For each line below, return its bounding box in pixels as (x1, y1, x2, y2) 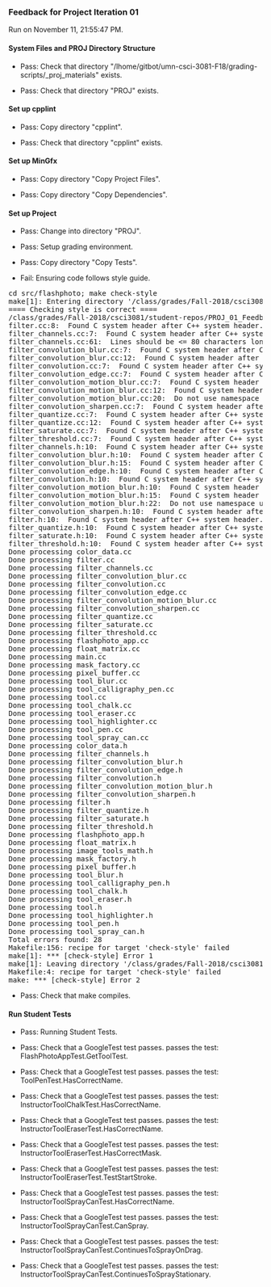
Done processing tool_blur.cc (8, 677, 128, 686)
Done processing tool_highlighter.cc (8, 717, 158, 726)
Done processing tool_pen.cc (8, 726, 123, 734)
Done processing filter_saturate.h (8, 814, 149, 823)
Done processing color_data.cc (8, 548, 132, 557)
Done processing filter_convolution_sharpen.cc (8, 604, 200, 613)
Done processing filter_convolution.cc (8, 580, 166, 589)
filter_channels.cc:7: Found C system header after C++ (8, 330, 239, 339)
